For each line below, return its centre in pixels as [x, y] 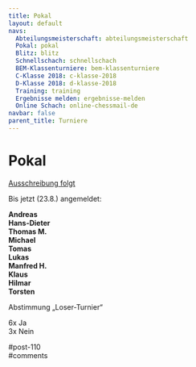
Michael [22, 240]
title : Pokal [30, 16]
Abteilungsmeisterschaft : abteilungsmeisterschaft [102, 38]
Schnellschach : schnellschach [66, 61]
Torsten [22, 291]
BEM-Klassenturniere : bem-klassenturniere [88, 69]
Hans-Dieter [29, 223]
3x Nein [21, 331]
